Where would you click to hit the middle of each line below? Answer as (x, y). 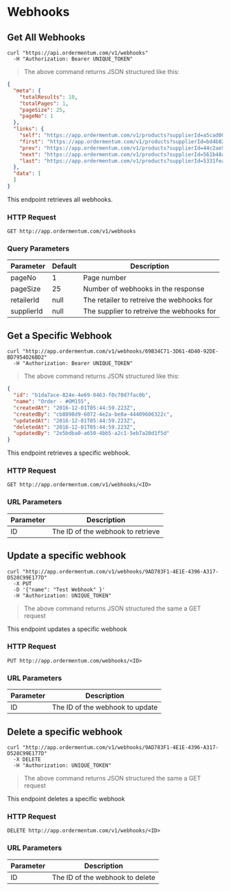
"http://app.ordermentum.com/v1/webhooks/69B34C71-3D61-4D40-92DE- (120, 352)
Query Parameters (38, 249)
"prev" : (30, 148)
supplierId (27, 311)
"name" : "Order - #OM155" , (52, 402)
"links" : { (29, 129)
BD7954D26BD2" (27, 357)
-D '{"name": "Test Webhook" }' (60, 590)
